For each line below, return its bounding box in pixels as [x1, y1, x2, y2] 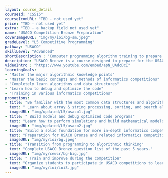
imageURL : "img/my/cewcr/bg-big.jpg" [9, 151, 88, 156]
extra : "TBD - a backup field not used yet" [5, 26, 99, 31]
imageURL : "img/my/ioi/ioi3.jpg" [9, 165, 79, 170]
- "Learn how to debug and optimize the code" [5, 86, 104, 91]
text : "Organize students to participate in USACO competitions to [9, 160, 153, 165]
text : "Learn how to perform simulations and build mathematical [9, 118, 149, 124]
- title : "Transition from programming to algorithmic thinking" [5, 142, 144, 147]
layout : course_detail [5, 7, 52, 12]
